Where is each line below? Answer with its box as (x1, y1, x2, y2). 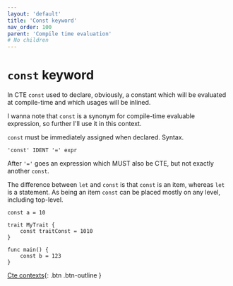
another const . (7, 167, 49, 176)
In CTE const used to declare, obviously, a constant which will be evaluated (7, 91, 227, 99)
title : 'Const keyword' (7, 17, 78, 24)
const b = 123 (20, 253, 61, 260)
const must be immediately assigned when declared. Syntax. (7, 133, 184, 142)
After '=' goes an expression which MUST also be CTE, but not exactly (7, 159, 214, 168)
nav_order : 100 (7, 23, 52, 30)
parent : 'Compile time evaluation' (7, 30, 112, 38)
